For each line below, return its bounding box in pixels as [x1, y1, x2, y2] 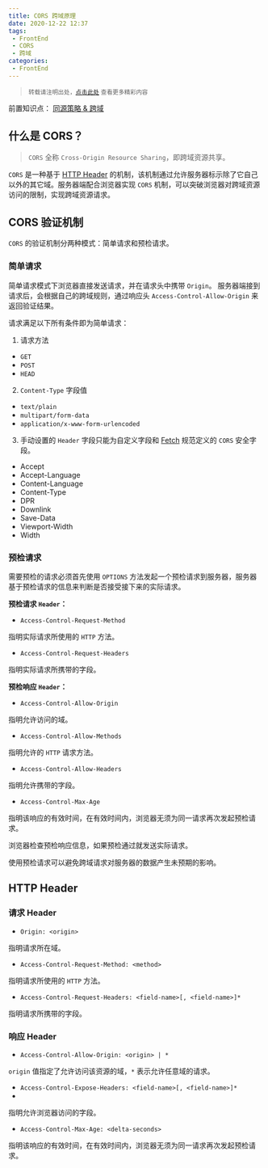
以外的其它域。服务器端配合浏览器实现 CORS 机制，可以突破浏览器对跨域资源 [8, 179, 261, 189]
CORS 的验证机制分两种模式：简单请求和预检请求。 [8, 238, 174, 248]
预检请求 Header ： [8, 599, 68, 609]
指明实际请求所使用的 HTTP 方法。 [8, 631, 119, 641]
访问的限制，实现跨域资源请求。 [8, 189, 115, 199]
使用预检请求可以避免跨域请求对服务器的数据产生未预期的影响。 [8, 858, 220, 867]
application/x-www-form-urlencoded [19, 420, 140, 428]
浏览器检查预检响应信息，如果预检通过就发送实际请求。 [8, 840, 192, 850]
